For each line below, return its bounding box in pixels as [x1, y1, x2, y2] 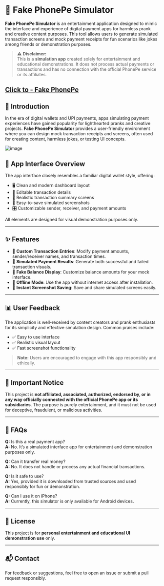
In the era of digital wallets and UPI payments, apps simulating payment [5, 115, 149, 121]
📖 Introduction [5, 102, 50, 110]
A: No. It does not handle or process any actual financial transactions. [5, 464, 145, 470]
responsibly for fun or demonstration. [5, 483, 81, 490]
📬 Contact [5, 554, 40, 563]
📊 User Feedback [5, 304, 60, 312]
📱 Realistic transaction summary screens [12, 194, 94, 200]
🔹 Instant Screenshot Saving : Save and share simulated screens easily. [12, 284, 157, 290]
